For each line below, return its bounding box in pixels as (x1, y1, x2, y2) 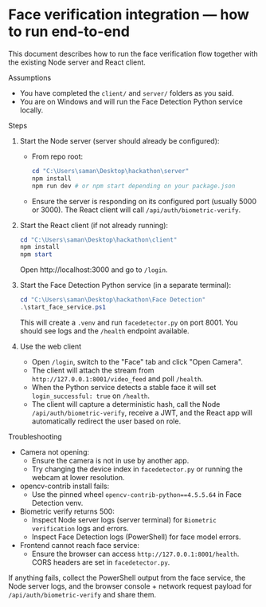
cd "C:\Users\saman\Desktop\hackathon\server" (31, 167, 190, 175)
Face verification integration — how (8, 6, 249, 24)
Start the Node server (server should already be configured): (19, 136, 220, 145)
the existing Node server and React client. (8, 57, 146, 67)
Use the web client (19, 341, 82, 351)
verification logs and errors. (31, 523, 129, 533)
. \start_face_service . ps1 (19, 303, 106, 312)
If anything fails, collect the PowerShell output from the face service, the (8, 573, 246, 582)
